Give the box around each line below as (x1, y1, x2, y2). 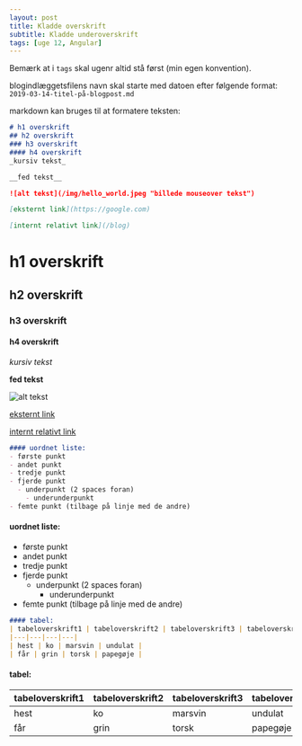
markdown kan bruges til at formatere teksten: (9, 105, 182, 117)
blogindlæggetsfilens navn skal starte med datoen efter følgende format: (9, 80, 279, 91)
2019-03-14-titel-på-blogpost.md (9, 90, 135, 99)
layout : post (9, 13, 58, 22)
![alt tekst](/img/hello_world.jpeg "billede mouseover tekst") (9, 189, 255, 198)
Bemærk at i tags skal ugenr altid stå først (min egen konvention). (9, 63, 252, 74)
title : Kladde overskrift (9, 22, 106, 31)
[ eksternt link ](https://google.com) (9, 205, 151, 214)
